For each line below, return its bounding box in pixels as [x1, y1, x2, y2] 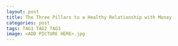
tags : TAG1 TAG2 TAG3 [6, 25, 61, 32]
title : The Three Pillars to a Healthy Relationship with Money [6, 14, 172, 20]
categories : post [6, 20, 50, 26]
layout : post [6, 8, 39, 15]
